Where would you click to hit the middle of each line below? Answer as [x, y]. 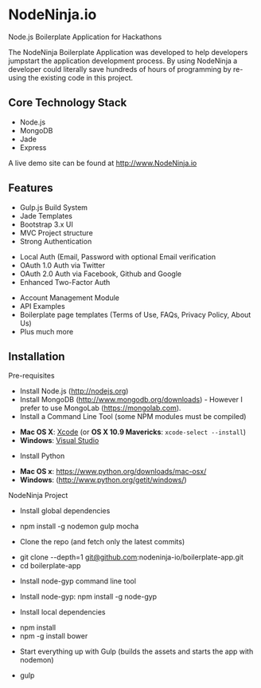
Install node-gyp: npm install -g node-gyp [88, 597]
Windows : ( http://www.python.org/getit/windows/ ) [103, 480]
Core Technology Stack [68, 103]
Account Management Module [69, 298]
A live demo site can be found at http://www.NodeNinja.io [103, 163]
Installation [37, 356]
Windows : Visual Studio [59, 441]
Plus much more [47, 331]
